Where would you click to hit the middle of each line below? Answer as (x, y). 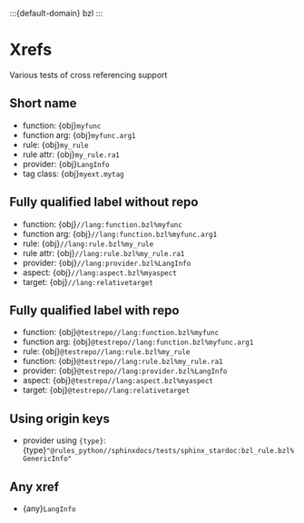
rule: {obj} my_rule (55, 144)
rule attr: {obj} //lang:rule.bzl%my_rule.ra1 (103, 252)
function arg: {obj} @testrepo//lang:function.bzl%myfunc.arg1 (138, 342)
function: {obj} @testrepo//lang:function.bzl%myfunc (121, 332)
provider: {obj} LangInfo (66, 163)
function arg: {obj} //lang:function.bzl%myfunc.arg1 (120, 233)
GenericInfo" (47, 459)
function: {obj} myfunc (62, 125)
